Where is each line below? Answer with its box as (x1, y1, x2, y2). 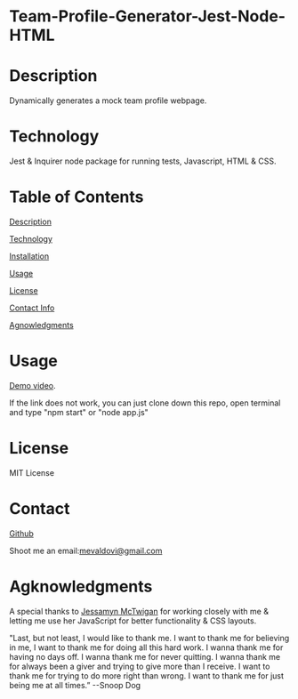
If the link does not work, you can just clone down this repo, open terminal (9, 398, 281, 408)
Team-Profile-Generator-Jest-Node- (9, 6, 286, 27)
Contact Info (9, 302, 55, 313)
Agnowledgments (9, 320, 74, 330)
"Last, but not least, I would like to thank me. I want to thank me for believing (9, 632, 290, 643)
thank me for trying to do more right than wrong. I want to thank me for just (9, 670, 285, 681)
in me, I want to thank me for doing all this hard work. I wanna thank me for (9, 642, 284, 653)
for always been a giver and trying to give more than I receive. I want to (9, 661, 270, 671)
